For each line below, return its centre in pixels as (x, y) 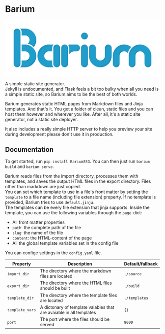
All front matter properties (38, 222)
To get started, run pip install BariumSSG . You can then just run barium (77, 162)
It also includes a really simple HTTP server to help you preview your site (79, 129)
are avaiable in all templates (68, 312)
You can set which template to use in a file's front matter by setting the (77, 192)
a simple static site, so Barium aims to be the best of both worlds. (71, 94)
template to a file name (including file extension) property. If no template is (81, 197)
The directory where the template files (79, 295)
